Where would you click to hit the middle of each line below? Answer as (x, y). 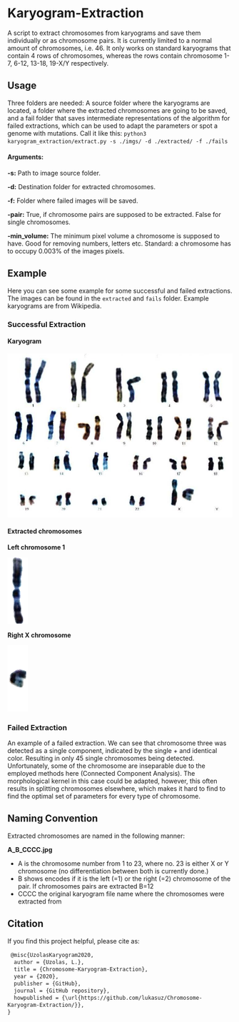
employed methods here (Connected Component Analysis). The (101, 774)
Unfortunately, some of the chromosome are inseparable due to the (106, 766)
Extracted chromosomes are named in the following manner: (96, 836)
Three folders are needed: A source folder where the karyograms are (109, 103)
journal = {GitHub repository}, (62, 991)
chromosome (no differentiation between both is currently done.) (113, 871)
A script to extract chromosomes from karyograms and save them (104, 33)
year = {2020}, (36, 976)
